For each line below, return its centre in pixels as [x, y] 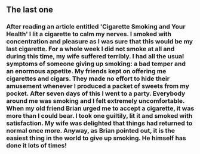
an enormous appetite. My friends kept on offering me [86, 71]
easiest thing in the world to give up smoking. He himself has [96, 138]
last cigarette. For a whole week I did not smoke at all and [90, 49]
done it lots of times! [37, 146]
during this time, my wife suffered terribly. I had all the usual [95, 56]
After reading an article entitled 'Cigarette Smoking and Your [96, 27]
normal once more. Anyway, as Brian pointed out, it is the [90, 131]
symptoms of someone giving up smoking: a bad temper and [96, 64]
